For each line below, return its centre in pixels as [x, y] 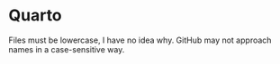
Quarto [35, 16]
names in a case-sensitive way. [67, 49]
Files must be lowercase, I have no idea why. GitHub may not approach [140, 40]
